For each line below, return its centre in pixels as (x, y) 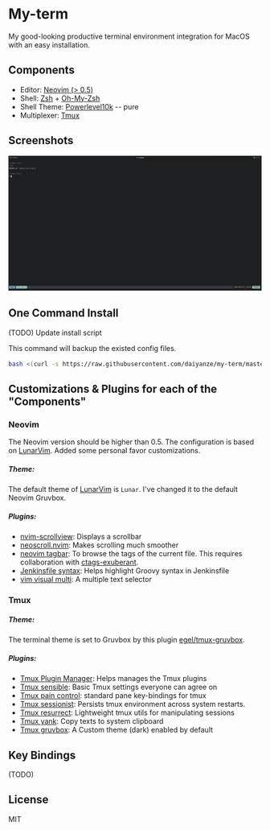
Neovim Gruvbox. (37, 498)
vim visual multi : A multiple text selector (86, 580)
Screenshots (41, 140)
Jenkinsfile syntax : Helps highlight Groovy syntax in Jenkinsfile (125, 571)
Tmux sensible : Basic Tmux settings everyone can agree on (119, 687)
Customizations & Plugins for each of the (113, 389)
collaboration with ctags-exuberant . (79, 562)
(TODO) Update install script (55, 332)
